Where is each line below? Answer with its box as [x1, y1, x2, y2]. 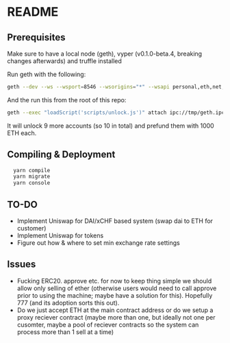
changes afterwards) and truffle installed [7, 57, 122, 65]
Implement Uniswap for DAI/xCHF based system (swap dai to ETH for [16, 217, 214, 225]
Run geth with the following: [7, 70, 86, 78]
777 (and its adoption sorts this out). [16, 298, 120, 307]
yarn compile [13, 167, 51, 174]
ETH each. [7, 128, 37, 137]
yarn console [13, 180, 51, 187]
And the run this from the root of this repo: [7, 95, 127, 104]
